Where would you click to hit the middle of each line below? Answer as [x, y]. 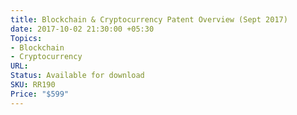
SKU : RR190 [33, 85]
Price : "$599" [40, 94]
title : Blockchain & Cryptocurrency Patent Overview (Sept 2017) [149, 19]
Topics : [26, 38]
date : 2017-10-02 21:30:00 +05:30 [82, 29]
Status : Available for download [77, 76]
